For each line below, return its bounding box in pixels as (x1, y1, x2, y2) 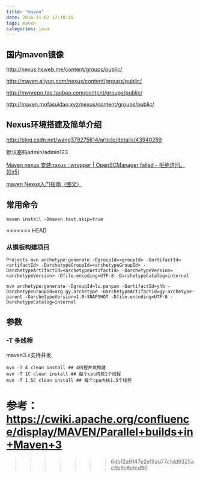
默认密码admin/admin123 (6, 148, 68, 155)
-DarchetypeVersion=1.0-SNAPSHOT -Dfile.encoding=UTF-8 (25, 293, 168, 300)
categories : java (6, 25, 50, 32)
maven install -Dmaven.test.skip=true (6, 216, 103, 222)
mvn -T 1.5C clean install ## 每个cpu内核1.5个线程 (6, 377, 132, 383)
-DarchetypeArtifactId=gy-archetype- (100, 288, 195, 295)
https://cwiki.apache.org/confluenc (6, 412, 190, 426)
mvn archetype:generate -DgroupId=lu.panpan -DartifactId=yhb (6, 283, 165, 289)
